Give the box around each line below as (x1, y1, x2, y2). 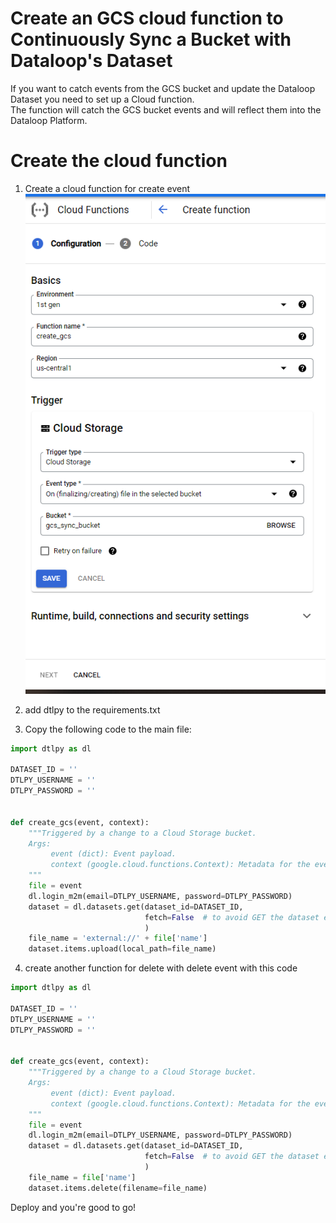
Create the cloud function (10, 150, 228, 172)
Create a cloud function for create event (24, 182, 191, 194)
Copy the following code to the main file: (24, 723, 192, 735)
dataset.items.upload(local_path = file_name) (28, 944, 217, 954)
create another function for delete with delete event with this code (24, 962, 298, 974)
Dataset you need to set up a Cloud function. (10, 93, 195, 105)
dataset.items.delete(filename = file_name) (28, 1183, 208, 1193)
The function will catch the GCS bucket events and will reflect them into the (10, 103, 322, 116)
